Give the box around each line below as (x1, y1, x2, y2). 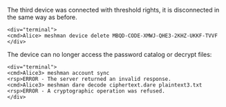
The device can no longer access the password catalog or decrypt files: (7, 51, 212, 58)
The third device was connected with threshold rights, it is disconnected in (7, 6, 220, 14)
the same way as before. (7, 13, 77, 21)
